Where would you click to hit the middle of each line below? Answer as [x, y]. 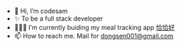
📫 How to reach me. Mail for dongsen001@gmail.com [93, 36]
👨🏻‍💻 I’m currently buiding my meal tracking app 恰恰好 [94, 27]
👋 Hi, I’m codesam [41, 11]
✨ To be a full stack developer [59, 19]
